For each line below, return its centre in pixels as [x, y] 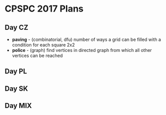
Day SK [16, 89]
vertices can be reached [37, 55]
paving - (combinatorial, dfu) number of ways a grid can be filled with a [87, 39]
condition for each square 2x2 [43, 45]
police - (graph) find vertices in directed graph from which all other [82, 50]
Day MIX [18, 106]
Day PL [16, 71]
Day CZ [17, 27]
